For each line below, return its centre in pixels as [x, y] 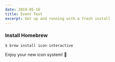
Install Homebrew [26, 35]
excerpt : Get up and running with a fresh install [58, 18]
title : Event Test [24, 14]
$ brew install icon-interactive [39, 46]
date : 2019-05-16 [23, 9]
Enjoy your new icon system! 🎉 [36, 54]
